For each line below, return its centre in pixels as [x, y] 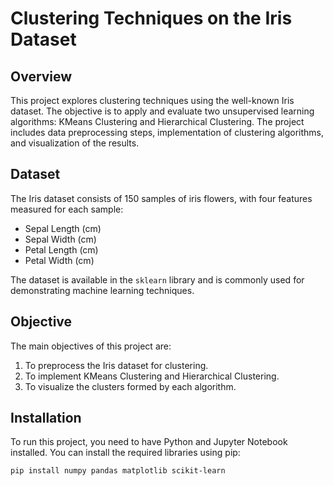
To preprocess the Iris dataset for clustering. [116, 365]
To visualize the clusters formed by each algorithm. [130, 386]
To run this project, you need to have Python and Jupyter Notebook [149, 442]
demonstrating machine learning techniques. [102, 290]
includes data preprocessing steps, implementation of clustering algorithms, [167, 132]
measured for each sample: [67, 209]
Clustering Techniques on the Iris [151, 18]
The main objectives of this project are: [91, 346]
